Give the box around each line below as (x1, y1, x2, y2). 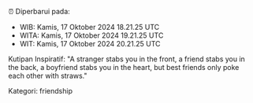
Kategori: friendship (8, 86, 73, 95)
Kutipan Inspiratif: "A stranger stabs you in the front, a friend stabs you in (8, 54, 246, 64)
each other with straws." (8, 71, 87, 80)
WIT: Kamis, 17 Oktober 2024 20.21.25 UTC (19, 39, 161, 48)
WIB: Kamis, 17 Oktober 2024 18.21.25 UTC (19, 23, 160, 31)
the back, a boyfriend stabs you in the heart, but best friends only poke (8, 63, 240, 72)
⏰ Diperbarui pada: (8, 7, 71, 16)
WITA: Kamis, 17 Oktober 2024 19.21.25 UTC (19, 31, 164, 40)
